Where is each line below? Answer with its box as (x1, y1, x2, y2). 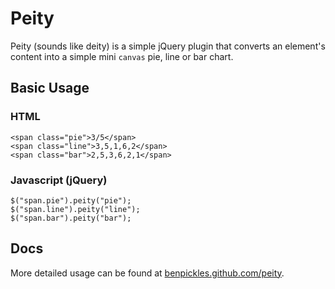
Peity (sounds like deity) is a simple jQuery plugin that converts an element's (10, 40, 326, 52)
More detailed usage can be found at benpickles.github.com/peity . (10, 267, 285, 279)
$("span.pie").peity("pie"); (10, 195, 132, 206)
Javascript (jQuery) (10, 173, 108, 187)
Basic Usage (10, 80, 90, 97)
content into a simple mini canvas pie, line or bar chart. (10, 50, 234, 62)
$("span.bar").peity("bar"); (10, 213, 132, 223)
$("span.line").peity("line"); (10, 204, 141, 214)
